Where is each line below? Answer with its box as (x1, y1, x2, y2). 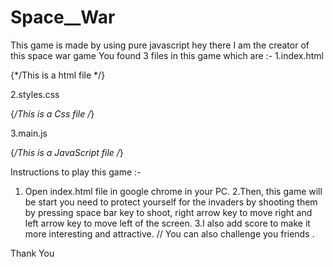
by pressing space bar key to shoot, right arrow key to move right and (24, 206, 313, 218)
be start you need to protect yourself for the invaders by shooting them (24, 196, 318, 208)
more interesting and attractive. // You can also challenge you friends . (24, 227, 315, 240)
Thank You (10, 247, 55, 259)
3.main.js (10, 127, 48, 139)
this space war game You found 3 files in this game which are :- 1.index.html (10, 49, 325, 61)
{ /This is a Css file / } (10, 107, 95, 120)
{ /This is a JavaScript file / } (10, 146, 124, 158)
